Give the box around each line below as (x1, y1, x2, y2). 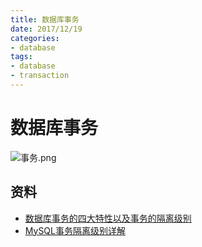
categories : (10, 33, 60, 43)
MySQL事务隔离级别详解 (24, 224, 126, 236)
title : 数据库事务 (10, 14, 80, 25)
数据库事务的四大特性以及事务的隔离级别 (24, 212, 192, 224)
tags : (10, 52, 33, 62)
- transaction (10, 71, 70, 81)
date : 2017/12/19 (10, 24, 83, 34)
